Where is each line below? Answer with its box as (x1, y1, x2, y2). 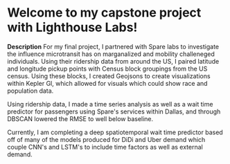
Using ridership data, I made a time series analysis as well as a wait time (7, 100, 213, 108)
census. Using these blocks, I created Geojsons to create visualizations (7, 71, 211, 80)
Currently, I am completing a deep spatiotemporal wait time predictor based (7, 128, 223, 136)
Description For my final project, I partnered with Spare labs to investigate (7, 42, 220, 51)
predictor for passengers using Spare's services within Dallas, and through (7, 107, 221, 116)
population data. (7, 86, 54, 95)
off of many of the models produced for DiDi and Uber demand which (7, 135, 206, 143)
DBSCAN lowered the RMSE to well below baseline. (7, 114, 154, 122)
